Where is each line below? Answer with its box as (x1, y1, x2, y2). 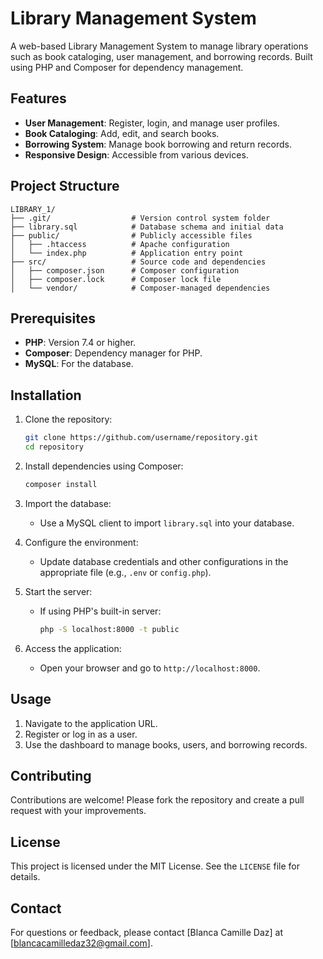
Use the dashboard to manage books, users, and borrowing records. (24, 738, 308, 751)
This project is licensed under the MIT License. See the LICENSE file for (10, 860, 300, 872)
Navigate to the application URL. (24, 717, 158, 729)
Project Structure (10, 178, 120, 195)
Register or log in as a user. (24, 728, 138, 740)
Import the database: (24, 497, 112, 509)
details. (10, 871, 41, 883)
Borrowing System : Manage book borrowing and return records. (24, 138, 292, 150)
